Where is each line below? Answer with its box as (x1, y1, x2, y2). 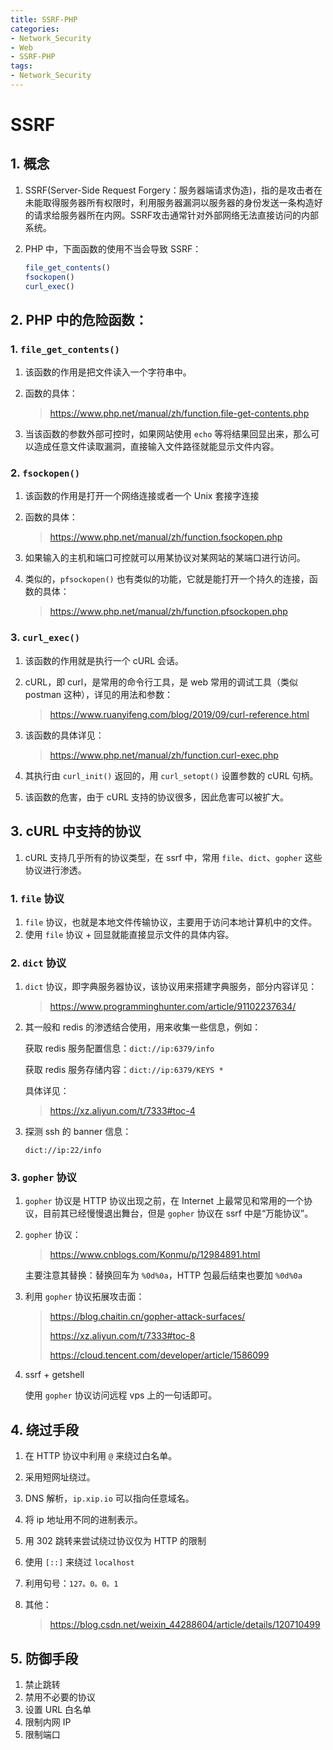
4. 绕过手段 (10, 1421, 79, 1438)
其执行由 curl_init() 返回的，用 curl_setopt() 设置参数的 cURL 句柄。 (24, 769, 319, 781)
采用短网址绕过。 (24, 1471, 96, 1483)
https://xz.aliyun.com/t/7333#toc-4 (49, 1105, 196, 1117)
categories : (10, 24, 60, 34)
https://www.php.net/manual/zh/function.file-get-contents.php (49, 407, 310, 420)
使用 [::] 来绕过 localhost (24, 1556, 135, 1568)
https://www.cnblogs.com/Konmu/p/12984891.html (49, 1249, 261, 1261)
